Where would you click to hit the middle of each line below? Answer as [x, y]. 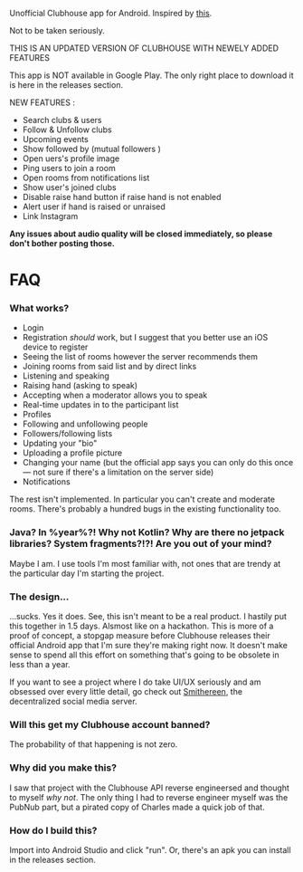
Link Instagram [50, 216]
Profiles [37, 415]
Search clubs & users [62, 120]
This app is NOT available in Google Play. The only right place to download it [151, 75]
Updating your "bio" [60, 444]
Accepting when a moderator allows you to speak [115, 395]
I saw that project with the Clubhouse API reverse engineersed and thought [149, 788]
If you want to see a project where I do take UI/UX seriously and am [135, 682]
